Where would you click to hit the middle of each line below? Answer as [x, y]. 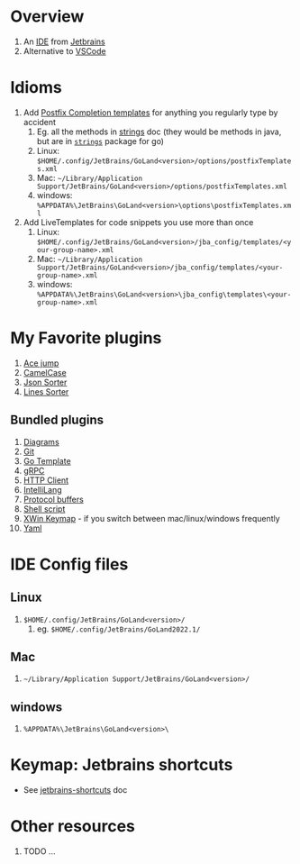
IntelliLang [42, 489]
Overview [47, 17]
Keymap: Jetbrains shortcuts [122, 765]
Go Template [47, 460]
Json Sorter [45, 382]
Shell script [44, 509]
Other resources [73, 827]
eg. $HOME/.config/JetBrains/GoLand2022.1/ [118, 629]
